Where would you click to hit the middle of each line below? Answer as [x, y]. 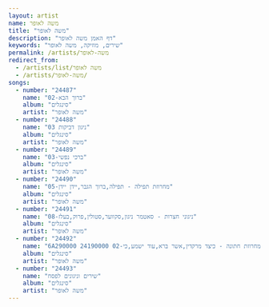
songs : [19, 82]
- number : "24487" [46, 90]
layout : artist [34, 16]
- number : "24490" [46, 179]
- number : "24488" [46, 120]
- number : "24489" [46, 150]
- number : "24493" [46, 269]
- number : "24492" [46, 239]
